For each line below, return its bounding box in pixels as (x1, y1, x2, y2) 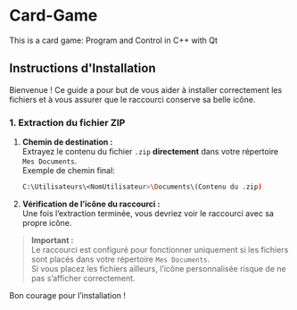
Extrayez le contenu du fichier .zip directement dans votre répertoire (21, 147, 279, 157)
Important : (30, 234, 74, 246)
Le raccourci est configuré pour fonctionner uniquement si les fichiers (30, 244, 289, 255)
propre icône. (21, 217, 72, 228)
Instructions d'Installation (9, 61, 156, 76)
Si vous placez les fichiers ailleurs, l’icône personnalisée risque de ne (30, 263, 287, 273)
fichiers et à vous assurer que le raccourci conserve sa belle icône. (9, 94, 256, 105)
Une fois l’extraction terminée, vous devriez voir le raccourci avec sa (21, 207, 275, 219)
